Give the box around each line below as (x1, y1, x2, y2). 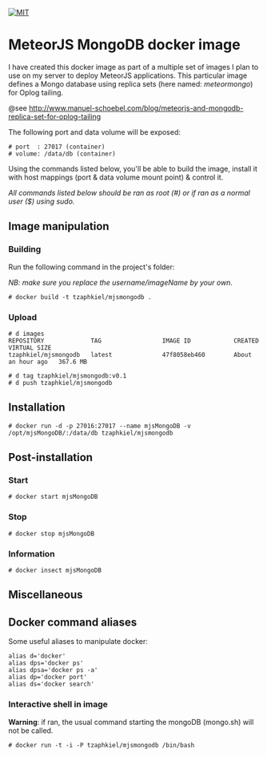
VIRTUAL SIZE (8, 343, 52, 352)
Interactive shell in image (8, 698, 108, 710)
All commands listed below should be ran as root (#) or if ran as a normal (8, 188, 250, 197)
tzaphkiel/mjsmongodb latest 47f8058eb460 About (8, 350, 252, 358)
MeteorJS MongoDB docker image (8, 36, 241, 54)
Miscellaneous (8, 588, 83, 601)
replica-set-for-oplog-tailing (8, 111, 102, 121)
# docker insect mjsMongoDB (8, 566, 102, 575)
